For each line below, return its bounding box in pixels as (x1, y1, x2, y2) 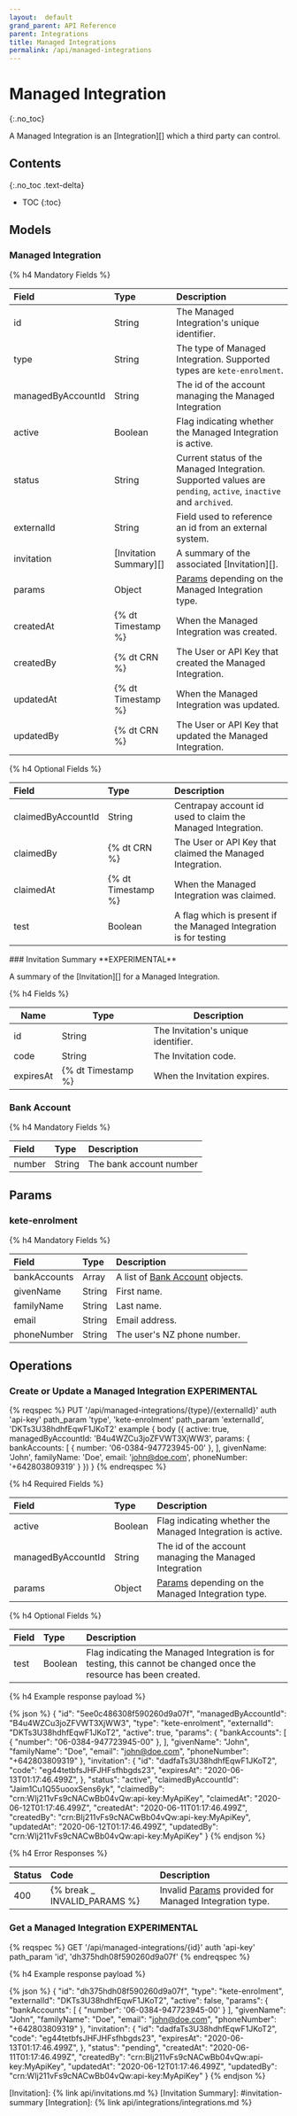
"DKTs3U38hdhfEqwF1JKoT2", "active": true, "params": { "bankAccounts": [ (9, 1727, 287, 1738)
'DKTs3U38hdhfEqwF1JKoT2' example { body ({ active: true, (9, 1424, 230, 1435)
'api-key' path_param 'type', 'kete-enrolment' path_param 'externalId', (9, 1414, 264, 1425)
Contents (9, 156, 62, 171)
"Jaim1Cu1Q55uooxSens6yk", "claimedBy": (9, 1784, 165, 1794)
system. (176, 533, 209, 545)
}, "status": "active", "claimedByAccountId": (80, 1774, 239, 1785)
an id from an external (176, 521, 268, 533)
